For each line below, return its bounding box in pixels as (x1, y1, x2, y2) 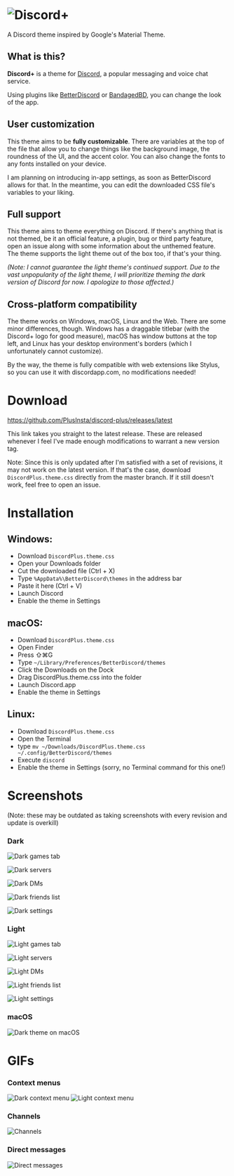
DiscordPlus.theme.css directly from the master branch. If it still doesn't (7, 473, 214, 482)
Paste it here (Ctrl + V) (17, 582, 83, 590)
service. (7, 77, 31, 85)
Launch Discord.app (17, 680, 76, 689)
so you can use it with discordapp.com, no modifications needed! (7, 368, 196, 376)
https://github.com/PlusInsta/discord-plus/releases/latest (7, 416, 173, 425)
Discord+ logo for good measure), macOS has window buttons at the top (7, 332, 217, 340)
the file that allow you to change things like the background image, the (7, 144, 210, 153)
